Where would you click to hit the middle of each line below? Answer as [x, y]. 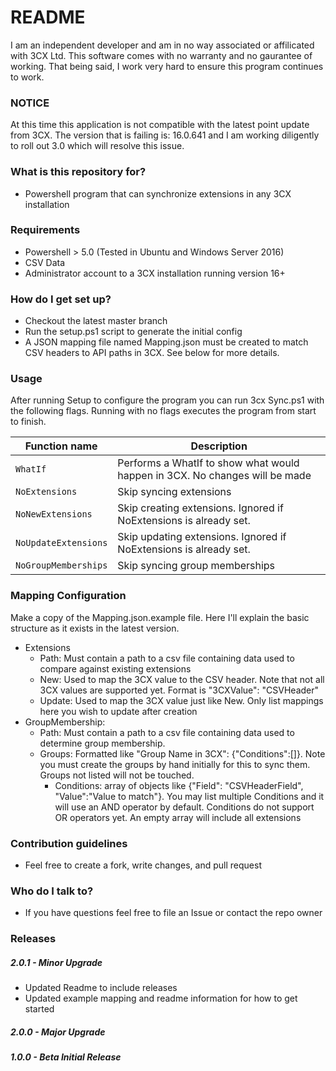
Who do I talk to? [52, 891]
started [39, 1009]
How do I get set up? [61, 299]
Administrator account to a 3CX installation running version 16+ [155, 273]
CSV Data [45, 262]
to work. [27, 77]
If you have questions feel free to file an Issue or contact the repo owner [173, 913]
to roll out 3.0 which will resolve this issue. [97, 146]
